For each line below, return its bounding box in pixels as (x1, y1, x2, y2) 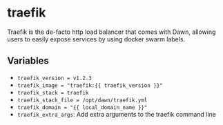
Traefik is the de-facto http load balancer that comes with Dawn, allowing (7, 28, 216, 36)
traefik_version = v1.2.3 (17, 75, 92, 81)
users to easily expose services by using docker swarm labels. (7, 35, 186, 43)
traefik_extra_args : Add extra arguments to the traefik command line (17, 110, 216, 118)
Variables (7, 55, 50, 67)
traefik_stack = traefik (17, 89, 89, 96)
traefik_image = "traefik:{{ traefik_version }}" (17, 81, 164, 89)
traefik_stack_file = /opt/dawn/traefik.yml (17, 97, 148, 104)
